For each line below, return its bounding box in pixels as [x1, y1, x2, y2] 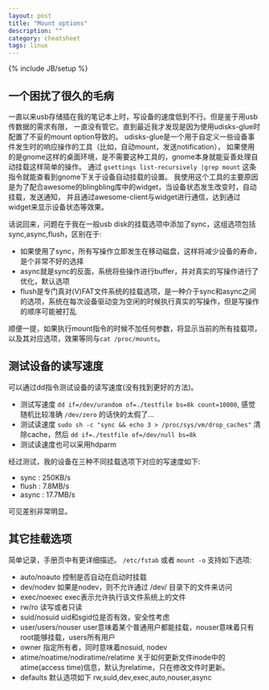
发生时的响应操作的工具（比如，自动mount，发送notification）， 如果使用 [14, 141, 255, 151]
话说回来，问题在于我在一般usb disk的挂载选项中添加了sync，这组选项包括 [8, 218, 256, 229]
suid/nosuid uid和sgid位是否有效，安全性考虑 [19, 612, 170, 622]
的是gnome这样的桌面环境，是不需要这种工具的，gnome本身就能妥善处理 [8, 152, 251, 161]
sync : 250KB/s [19, 472, 71, 482]
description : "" [8, 27, 63, 35]
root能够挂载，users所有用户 [19, 632, 116, 642]
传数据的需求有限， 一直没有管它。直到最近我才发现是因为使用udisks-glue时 [8, 121, 261, 131]
